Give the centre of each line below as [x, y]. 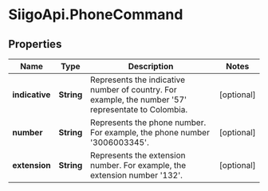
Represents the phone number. [148, 123]
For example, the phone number [150, 133]
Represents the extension [138, 155]
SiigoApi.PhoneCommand [96, 15]
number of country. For [134, 90]
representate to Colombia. [139, 109]
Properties [35, 44]
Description [151, 66]
